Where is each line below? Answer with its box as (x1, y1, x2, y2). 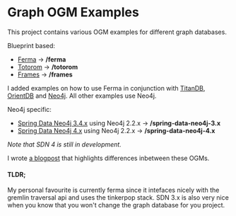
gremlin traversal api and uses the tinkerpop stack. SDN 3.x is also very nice (7, 193, 230, 202)
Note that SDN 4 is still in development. (7, 140, 122, 149)
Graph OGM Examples (7, 4, 139, 21)
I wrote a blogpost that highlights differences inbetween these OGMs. (7, 154, 210, 162)
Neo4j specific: (7, 105, 52, 113)
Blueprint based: (7, 41, 55, 50)
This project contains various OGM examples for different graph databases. (7, 28, 228, 36)
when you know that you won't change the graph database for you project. (7, 201, 225, 210)
